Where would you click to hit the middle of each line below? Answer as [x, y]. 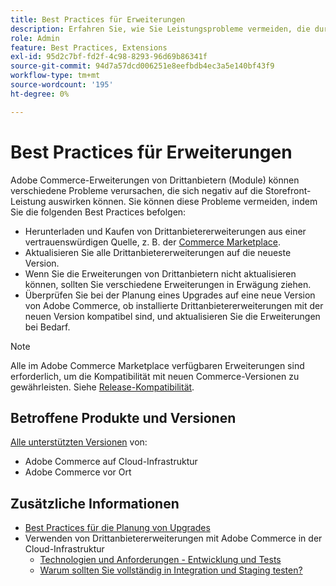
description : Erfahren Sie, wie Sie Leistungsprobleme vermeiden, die [160, 29]
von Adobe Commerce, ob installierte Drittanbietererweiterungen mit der [174, 305]
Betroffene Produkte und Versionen [123, 417]
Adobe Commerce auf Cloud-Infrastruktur [111, 462]
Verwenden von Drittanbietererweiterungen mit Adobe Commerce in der [173, 538]
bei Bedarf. [47, 327]
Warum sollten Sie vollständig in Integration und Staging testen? [171, 570]
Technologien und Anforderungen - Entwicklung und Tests [160, 560]
